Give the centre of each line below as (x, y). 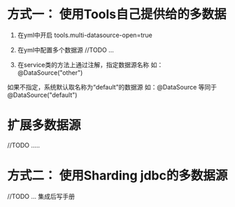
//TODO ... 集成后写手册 (41, 196)
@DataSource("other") (50, 72)
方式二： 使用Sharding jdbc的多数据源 (117, 176)
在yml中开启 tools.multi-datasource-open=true (85, 35)
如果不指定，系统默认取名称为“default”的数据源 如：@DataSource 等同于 (112, 87)
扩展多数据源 (44, 126)
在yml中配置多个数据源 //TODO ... (65, 50)
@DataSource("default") (42, 94)
